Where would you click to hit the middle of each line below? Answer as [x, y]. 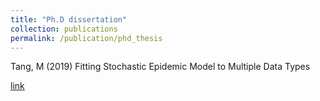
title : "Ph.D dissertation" [69, 19]
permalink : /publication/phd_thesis [86, 38]
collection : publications [64, 29]
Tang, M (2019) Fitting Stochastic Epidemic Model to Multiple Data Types [160, 67]
